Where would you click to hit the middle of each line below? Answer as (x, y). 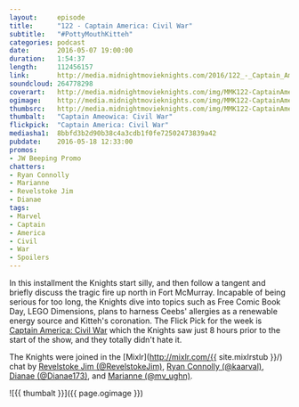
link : (19, 76)
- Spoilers (29, 258)
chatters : (28, 167)
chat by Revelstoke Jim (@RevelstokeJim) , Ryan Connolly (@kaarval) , (137, 366)
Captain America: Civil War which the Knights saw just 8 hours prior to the (145, 330)
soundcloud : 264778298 (51, 84)
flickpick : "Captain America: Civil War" (89, 126)
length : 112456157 (51, 68)
